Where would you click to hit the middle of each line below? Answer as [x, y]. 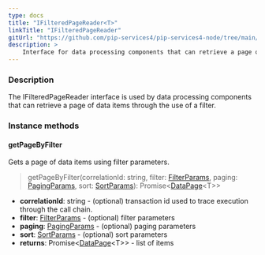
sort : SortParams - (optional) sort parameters [93, 234]
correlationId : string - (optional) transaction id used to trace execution [134, 201]
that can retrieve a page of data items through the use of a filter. [112, 105]
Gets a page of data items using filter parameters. [89, 162]
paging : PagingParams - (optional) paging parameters [108, 227]
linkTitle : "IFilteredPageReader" [65, 30]
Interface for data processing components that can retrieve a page [137, 52]
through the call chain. [56, 209]
